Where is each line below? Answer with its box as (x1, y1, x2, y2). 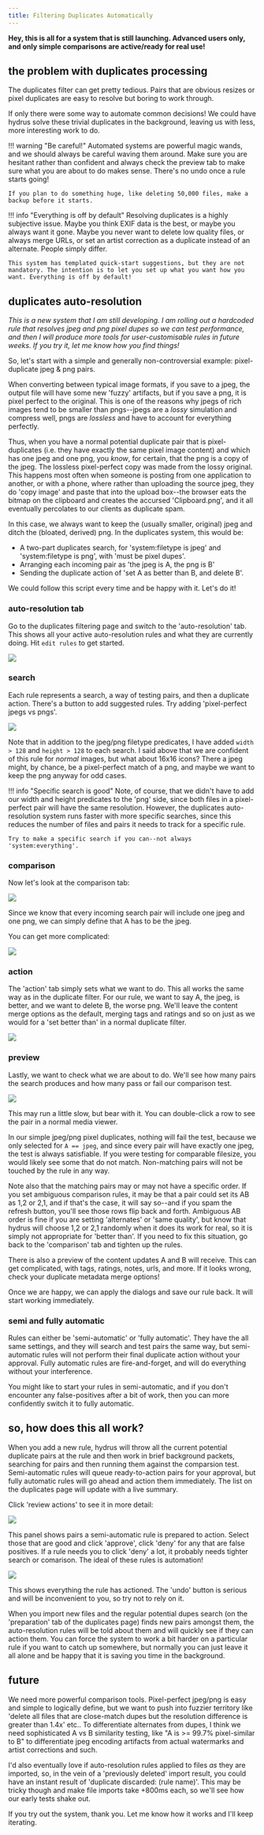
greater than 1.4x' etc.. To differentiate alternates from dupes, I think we (8, 1720, 241, 1729)
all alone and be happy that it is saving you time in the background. (8, 1650, 225, 1660)
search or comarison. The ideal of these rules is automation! (8, 1555, 203, 1564)
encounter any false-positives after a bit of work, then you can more (8, 1391, 230, 1400)
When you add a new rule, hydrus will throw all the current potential (8, 1442, 228, 1452)
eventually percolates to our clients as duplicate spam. (8, 504, 185, 514)
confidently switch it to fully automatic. (8, 1399, 134, 1409)
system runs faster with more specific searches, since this (42, 811, 232, 821)
